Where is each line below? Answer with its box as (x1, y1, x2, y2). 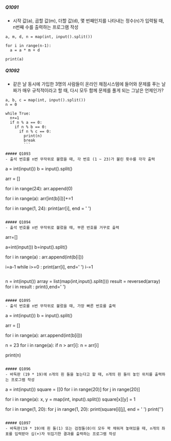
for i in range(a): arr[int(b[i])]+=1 (5, 195, 73, 202)
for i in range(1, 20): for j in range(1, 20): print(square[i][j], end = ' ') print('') (5, 406, 164, 412)
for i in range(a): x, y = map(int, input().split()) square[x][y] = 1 (5, 396, 136, 402)
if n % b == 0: (14, 124, 47, 129)
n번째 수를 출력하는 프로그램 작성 (12, 24, 79, 30)
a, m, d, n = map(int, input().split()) (5, 34, 93, 39)
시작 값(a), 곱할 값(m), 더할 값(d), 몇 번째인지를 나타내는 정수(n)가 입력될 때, (12, 17, 164, 24)
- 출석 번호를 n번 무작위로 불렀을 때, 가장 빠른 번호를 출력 (5, 303, 116, 308)
